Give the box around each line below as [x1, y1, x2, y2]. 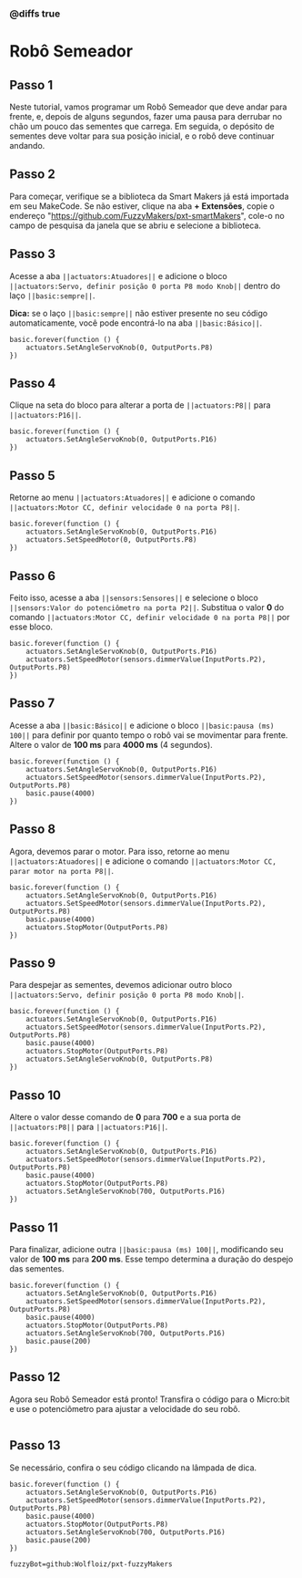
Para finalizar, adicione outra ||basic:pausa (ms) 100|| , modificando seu [9, 1244, 284, 1255]
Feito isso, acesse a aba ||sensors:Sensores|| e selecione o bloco [9, 592, 259, 603]
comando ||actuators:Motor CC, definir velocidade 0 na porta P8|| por [9, 611, 290, 622]
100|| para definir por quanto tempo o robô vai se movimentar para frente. [9, 729, 288, 741]
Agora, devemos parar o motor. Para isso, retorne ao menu [9, 846, 230, 856]
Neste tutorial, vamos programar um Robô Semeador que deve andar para [9, 101, 287, 112]
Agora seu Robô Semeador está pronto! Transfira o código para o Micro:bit [9, 1394, 290, 1405]
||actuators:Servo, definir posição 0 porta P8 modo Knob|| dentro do [9, 280, 280, 291]
